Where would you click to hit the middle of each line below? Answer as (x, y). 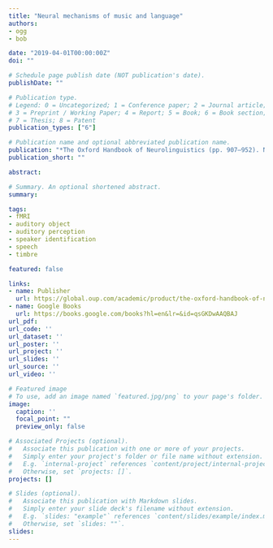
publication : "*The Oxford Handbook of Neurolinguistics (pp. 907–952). (134, 150)
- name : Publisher (39, 291)
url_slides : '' (34, 359)
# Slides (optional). (45, 494)
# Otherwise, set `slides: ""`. (67, 524)
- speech (23, 247)
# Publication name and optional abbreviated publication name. (119, 143)
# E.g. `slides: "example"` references (80, 516)
